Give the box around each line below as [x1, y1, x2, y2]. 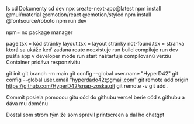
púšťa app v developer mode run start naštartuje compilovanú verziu [6, 53, 171, 59]
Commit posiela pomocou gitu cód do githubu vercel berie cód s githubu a [6, 94, 185, 101]
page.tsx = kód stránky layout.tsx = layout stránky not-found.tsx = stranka [6, 40, 185, 47]
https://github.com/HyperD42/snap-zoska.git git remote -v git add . [6, 82, 169, 89]
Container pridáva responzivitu [6, 58, 81, 66]
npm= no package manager [6, 29, 73, 36]
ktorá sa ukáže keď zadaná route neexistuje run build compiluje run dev [6, 46, 178, 53]
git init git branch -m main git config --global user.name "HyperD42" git [6, 70, 179, 77]
